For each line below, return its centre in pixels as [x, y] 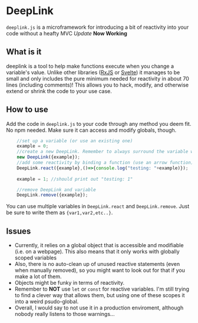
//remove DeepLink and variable [56, 189]
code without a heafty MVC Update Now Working [67, 33]
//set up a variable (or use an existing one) [75, 141]
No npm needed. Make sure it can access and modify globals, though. [91, 130]
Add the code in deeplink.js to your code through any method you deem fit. [99, 124]
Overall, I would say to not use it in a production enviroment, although [99, 308]
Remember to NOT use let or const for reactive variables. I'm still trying [102, 289]
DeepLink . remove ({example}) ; [52, 195]
